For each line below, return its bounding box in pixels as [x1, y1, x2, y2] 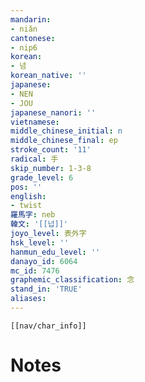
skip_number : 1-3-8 [10, 163, 92, 173]
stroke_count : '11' [10, 145, 92, 155]
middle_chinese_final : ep [10, 136, 118, 146]
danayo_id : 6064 [10, 256, 78, 266]
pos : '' [10, 182, 43, 192]
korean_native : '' [10, 71, 87, 81]
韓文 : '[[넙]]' [10, 219, 69, 230]
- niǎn [10, 24, 38, 34]
